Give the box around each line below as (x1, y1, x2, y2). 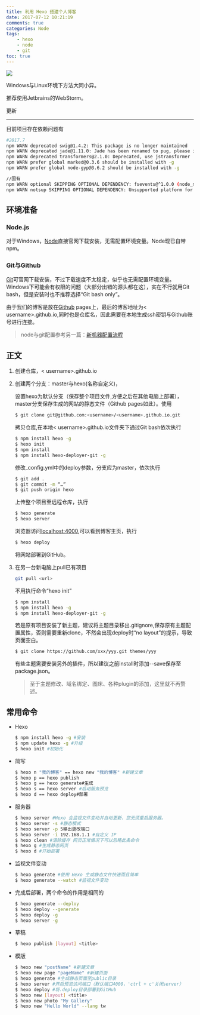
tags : (6, 31, 20, 37)
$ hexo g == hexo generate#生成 (14, 780, 93, 786)
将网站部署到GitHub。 (14, 551, 69, 558)
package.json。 (14, 667, 54, 675)
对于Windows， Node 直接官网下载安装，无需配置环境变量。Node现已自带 (6, 237, 186, 245)
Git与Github (6, 261, 41, 269)
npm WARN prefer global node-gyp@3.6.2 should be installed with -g (6, 165, 180, 171)
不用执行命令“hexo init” (14, 587, 72, 594)
